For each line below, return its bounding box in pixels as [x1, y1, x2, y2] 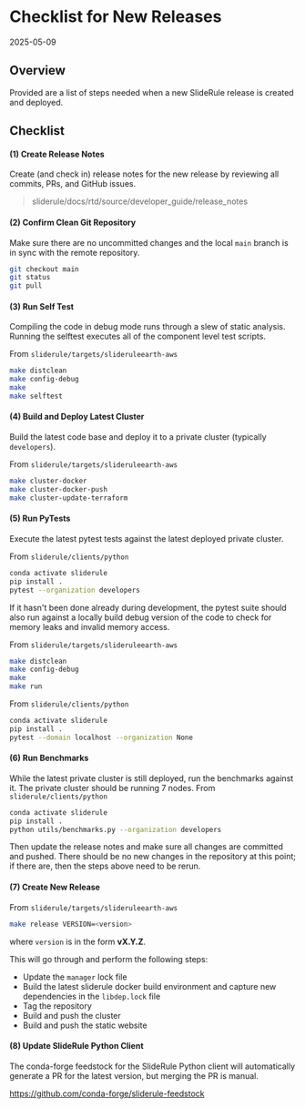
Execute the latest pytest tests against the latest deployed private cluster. [9, 533, 284, 544]
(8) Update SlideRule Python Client [9, 1041, 144, 1052]
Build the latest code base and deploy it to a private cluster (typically [9, 432, 267, 442]
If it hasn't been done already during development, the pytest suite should [9, 602, 287, 613]
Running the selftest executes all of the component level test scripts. [9, 330, 267, 342]
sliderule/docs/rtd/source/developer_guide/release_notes [31, 196, 249, 207]
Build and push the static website [22, 1020, 147, 1031]
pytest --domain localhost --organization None [9, 733, 194, 742]
